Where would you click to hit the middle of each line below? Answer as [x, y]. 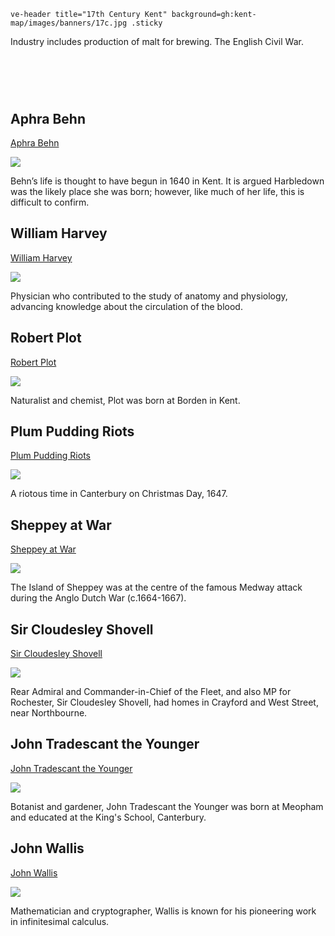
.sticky [147, 23]
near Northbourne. [49, 713]
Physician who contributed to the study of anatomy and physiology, [149, 296]
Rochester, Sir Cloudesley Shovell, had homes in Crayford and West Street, [164, 702]
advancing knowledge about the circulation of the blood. [126, 306]
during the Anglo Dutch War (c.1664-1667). [98, 598]
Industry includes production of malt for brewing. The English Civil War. [157, 41]
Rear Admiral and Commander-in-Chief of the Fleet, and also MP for [151, 692]
